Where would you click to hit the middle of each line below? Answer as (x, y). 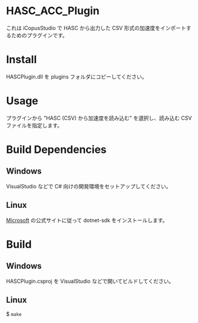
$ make (14, 314)
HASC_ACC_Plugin (53, 11)
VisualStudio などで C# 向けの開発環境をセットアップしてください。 (89, 186)
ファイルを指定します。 (34, 125)
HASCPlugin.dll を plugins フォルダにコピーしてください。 (77, 76)
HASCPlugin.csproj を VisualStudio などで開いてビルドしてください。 (90, 281)
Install (22, 60)
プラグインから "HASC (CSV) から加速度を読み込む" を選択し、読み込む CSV (99, 118)
